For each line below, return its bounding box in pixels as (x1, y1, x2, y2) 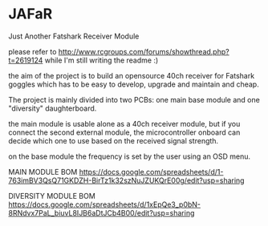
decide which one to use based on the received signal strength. (8, 135, 219, 145)
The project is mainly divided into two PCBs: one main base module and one (8, 95, 261, 104)
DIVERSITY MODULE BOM (8, 191, 96, 200)
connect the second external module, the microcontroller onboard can (8, 127, 241, 137)
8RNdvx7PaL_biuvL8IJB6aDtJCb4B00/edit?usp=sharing (8, 208, 195, 217)
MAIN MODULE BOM (8, 167, 78, 176)
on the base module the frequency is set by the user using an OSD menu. (8, 151, 251, 161)
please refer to (8, 46, 57, 56)
